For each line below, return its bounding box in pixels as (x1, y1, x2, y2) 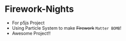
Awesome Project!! (11, 30, 51, 36)
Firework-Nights (4, 3, 74, 15)
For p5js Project (11, 20, 45, 26)
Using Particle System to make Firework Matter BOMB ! (11, 25, 122, 31)
